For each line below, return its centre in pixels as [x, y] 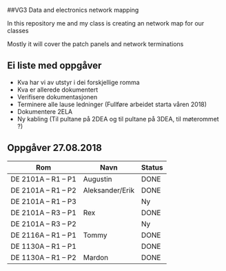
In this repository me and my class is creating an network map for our [106, 23]
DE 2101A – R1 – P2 [44, 190]
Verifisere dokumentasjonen [57, 97]
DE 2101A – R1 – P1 [44, 179]
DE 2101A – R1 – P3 [44, 201]
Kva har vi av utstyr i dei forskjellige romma [78, 82]
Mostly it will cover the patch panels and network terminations [95, 44]
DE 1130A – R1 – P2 [44, 257]
